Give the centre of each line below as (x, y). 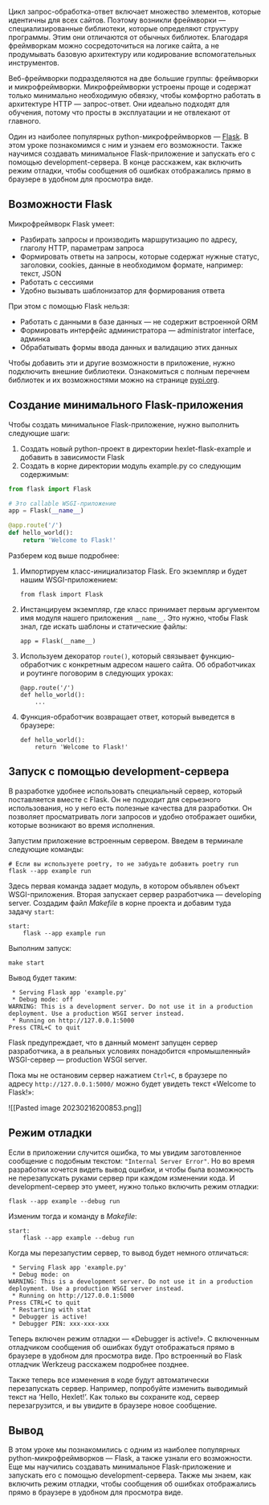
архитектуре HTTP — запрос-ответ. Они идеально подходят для (119, 104)
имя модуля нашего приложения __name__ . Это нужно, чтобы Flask (134, 618)
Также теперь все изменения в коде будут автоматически (109, 1380)
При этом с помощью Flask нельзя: (69, 306)
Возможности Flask (60, 204)
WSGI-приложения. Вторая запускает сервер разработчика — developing (135, 894)
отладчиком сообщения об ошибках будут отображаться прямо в (122, 1347)
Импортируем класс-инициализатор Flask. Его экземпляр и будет (133, 571)
